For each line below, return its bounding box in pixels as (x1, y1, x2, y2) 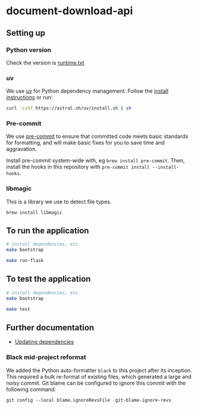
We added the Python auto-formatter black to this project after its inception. (6, 367, 192, 374)
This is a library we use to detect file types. (6, 198, 112, 205)
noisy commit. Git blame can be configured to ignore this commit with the (6, 379, 186, 386)
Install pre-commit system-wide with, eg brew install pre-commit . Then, (6, 157, 185, 164)
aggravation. (6, 146, 37, 153)
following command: (6, 385, 56, 393)
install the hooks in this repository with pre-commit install (6, 163, 150, 171)
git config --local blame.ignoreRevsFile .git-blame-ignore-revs (6, 397, 171, 403)
